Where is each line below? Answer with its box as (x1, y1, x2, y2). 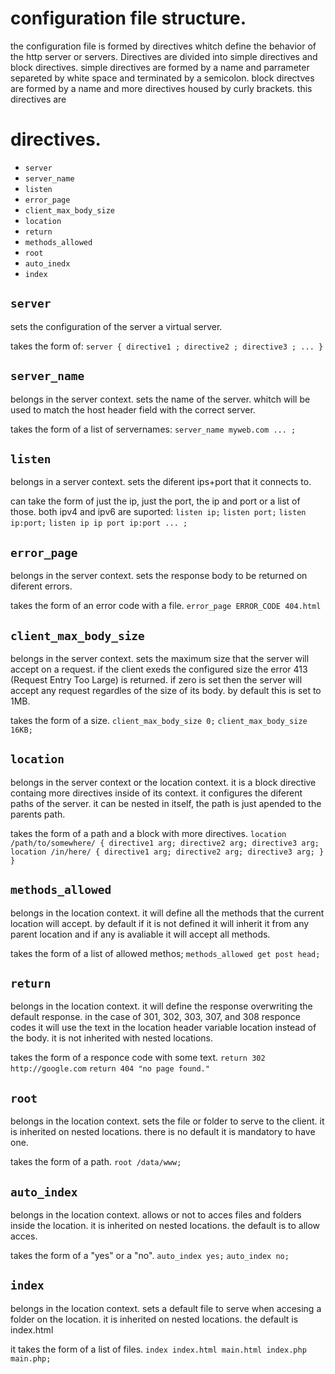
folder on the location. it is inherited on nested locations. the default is (10, 1313, 299, 1325)
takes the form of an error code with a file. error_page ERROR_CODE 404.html (10, 600, 322, 612)
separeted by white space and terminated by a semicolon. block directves (10, 72, 315, 84)
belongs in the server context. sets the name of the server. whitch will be (10, 393, 311, 405)
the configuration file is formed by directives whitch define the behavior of (10, 40, 317, 52)
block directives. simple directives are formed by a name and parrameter (10, 61, 310, 73)
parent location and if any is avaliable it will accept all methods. (10, 928, 271, 940)
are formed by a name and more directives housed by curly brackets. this (10, 82, 313, 94)
